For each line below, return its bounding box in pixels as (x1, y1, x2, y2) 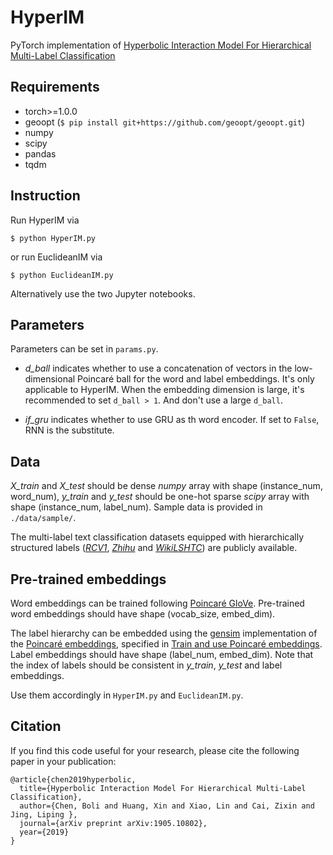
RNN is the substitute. (24, 424, 115, 436)
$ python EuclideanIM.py (10, 270, 114, 280)
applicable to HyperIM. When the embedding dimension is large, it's (24, 384, 305, 396)
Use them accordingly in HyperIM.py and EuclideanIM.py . (10, 689, 244, 701)
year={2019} (19, 827, 70, 837)
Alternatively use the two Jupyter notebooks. (10, 287, 196, 300)
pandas (24, 147, 57, 160)
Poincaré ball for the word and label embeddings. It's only (77, 373, 315, 385)
